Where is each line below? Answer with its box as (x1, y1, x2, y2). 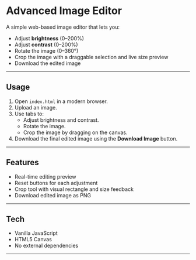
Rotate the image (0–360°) (14, 47, 79, 54)
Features (6, 158, 39, 167)
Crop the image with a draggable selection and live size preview (14, 53, 169, 60)
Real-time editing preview (14, 173, 76, 180)
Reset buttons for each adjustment (14, 179, 98, 186)
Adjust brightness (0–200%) (14, 35, 85, 42)
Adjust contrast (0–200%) (14, 41, 78, 48)
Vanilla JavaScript (14, 230, 58, 237)
